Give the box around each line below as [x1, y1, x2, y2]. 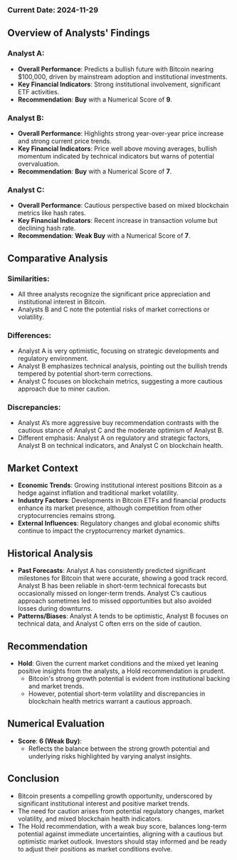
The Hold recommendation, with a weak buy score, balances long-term [17, 821, 227, 830]
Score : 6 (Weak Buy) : [17, 736, 82, 745]
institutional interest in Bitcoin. [17, 297, 107, 306]
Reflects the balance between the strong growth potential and [28, 744, 210, 753]
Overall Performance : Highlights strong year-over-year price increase [17, 129, 224, 137]
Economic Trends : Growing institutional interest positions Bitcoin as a [17, 481, 223, 490]
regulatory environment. [17, 354, 89, 363]
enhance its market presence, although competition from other [17, 504, 202, 512]
